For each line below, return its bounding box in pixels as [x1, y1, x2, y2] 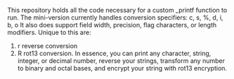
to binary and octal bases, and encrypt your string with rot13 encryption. [17, 64, 227, 72]
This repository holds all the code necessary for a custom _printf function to [7, 6, 228, 14]
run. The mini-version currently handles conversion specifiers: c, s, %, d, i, [7, 13, 223, 22]
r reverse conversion [17, 42, 78, 50]
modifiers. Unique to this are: [7, 28, 91, 36]
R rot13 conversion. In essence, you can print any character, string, [17, 49, 212, 57]
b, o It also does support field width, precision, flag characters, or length [7, 21, 216, 29]
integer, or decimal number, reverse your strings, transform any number [17, 57, 225, 65]
